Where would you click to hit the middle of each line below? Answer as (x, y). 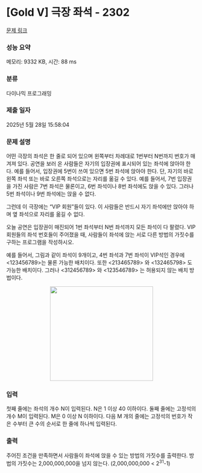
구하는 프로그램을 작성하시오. (40, 242)
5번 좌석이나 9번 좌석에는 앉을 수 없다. (51, 194)
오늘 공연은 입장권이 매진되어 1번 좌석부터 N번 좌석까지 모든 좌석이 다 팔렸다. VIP (101, 227)
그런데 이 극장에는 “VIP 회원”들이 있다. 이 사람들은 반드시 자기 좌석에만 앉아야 (97, 207)
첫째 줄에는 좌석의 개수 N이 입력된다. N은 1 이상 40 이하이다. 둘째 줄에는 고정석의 (101, 409)
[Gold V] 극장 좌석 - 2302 (68, 12)
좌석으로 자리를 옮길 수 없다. (52, 214)
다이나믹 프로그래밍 (29, 93)
